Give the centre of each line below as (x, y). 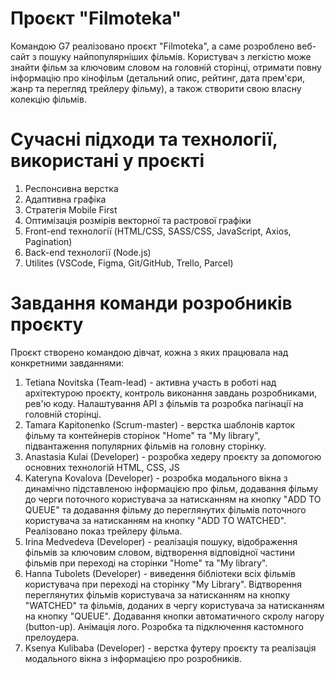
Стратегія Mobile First (71, 209)
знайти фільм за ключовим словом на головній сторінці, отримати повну (166, 67)
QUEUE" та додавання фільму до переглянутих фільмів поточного (165, 509)
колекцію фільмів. (48, 99)
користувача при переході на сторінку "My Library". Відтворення (163, 584)
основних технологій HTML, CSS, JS (102, 467)
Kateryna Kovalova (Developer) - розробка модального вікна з (156, 478)
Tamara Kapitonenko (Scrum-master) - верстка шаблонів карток (160, 424)
